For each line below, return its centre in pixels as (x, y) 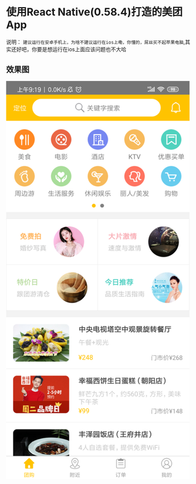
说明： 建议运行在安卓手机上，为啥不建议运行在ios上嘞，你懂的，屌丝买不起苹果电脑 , (96, 42)
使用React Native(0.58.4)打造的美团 (94, 12)
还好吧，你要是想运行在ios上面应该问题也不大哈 (69, 49)
